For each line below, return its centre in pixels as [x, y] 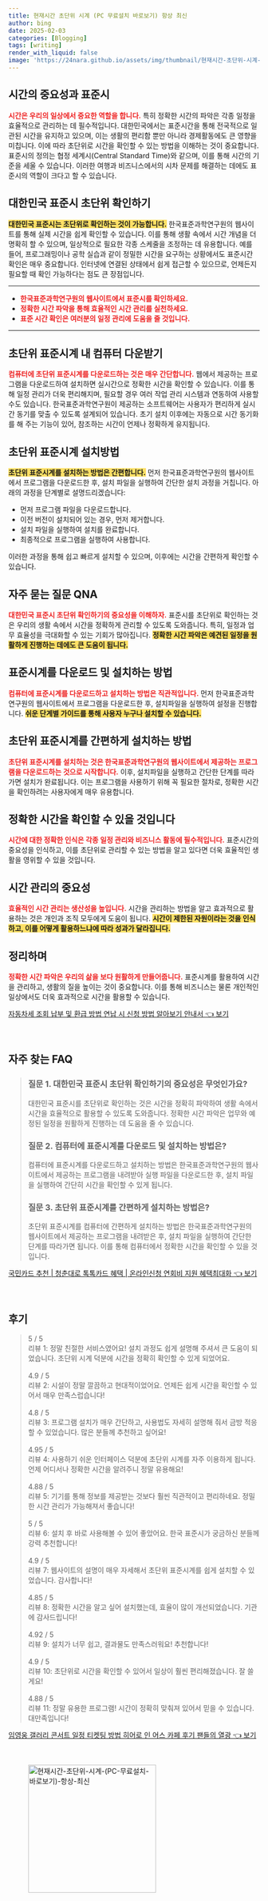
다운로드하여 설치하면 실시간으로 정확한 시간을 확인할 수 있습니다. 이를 [138, 384]
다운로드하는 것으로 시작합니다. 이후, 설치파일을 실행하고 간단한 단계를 [131, 772]
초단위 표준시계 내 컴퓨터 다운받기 [86, 353]
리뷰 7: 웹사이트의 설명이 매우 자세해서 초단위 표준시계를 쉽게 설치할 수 [137, 1570]
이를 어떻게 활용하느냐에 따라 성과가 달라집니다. [98, 929]
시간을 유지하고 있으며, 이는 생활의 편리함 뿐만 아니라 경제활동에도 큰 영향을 [140, 135]
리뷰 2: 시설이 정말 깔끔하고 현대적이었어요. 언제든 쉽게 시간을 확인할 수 [138, 1385]
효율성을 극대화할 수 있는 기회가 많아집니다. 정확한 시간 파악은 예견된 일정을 [133, 635]
